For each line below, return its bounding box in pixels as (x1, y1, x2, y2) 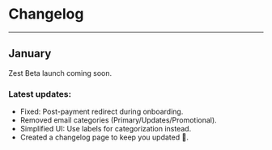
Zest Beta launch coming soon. (8, 68, 112, 77)
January (8, 47, 52, 60)
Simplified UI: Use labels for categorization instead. (19, 124, 192, 134)
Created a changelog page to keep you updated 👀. (19, 132, 189, 142)
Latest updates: (8, 88, 71, 99)
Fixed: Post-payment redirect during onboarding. (19, 106, 184, 117)
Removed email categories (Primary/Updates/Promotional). (19, 115, 217, 125)
